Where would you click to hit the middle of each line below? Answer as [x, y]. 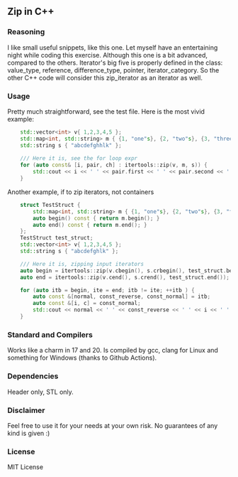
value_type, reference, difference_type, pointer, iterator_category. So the [113, 70]
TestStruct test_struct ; [57, 238]
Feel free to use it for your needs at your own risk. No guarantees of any [113, 425]
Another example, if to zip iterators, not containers [81, 192]
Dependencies [33, 376]
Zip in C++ [31, 12]
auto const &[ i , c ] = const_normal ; [87, 304]
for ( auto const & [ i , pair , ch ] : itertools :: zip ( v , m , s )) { [114, 165]
